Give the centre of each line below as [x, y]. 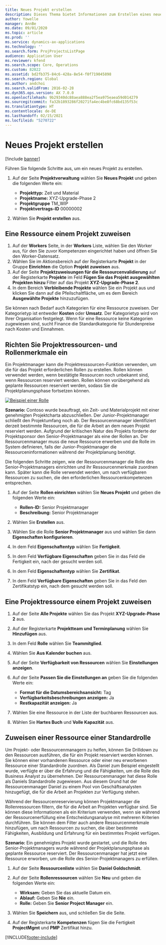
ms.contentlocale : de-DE [31, 111]
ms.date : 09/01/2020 [26, 28]
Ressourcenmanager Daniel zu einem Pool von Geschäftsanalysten [73, 786]
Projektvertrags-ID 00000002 [51, 208]
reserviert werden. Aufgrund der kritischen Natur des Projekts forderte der [81, 431]
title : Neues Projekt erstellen [38, 10]
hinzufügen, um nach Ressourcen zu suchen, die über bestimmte [71, 828]
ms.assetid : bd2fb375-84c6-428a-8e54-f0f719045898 [58, 74]
